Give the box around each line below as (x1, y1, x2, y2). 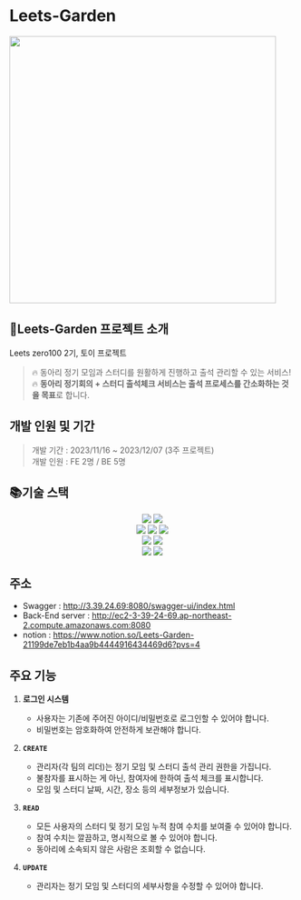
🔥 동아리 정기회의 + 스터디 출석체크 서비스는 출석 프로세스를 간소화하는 (31, 378, 280, 389)
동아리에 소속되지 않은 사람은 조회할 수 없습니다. (35, 844, 206, 855)
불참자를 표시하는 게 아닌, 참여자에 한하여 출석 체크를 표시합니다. (35, 773, 264, 783)
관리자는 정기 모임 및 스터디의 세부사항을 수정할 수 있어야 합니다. (35, 881, 264, 891)
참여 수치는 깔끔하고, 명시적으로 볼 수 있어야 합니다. (35, 833, 218, 843)
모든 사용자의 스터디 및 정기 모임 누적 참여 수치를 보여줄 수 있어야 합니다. (35, 821, 293, 832)
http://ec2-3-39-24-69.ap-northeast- (92, 610, 232, 621)
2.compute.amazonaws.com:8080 (22, 620, 151, 631)
